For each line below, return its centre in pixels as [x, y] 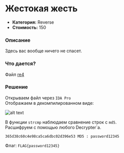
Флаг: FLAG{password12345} [32, 145]
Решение [17, 87]
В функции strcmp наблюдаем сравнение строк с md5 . [61, 122]
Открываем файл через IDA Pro [38, 98]
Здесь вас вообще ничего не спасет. [44, 51]
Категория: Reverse [33, 22]
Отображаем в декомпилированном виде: [50, 103]
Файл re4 [15, 74]
